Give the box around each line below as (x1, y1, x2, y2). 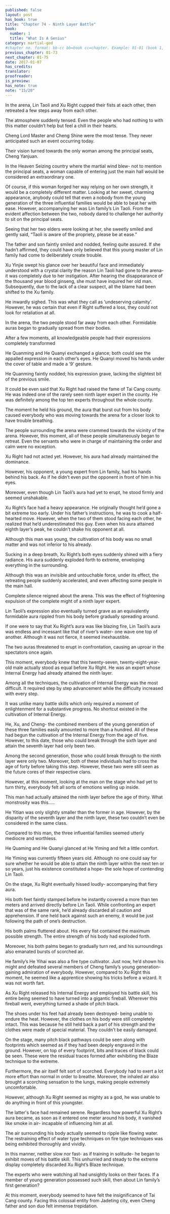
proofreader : (5, 74, 33, 79)
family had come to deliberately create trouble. (5, 252, 103, 258)
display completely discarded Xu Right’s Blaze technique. (5, 1161, 125, 1168)
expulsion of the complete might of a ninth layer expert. (5, 598, 121, 604)
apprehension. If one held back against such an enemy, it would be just (5, 912, 154, 918)
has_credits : (5, 64, 33, 69)
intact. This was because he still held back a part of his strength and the (5, 1021, 156, 1027)
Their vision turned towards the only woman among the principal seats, (5, 148, 154, 154)
